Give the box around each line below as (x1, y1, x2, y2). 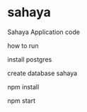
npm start (7, 96, 36, 105)
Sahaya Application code (7, 28, 80, 36)
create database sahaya (7, 69, 78, 77)
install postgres (7, 55, 52, 64)
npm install (7, 82, 40, 91)
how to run (7, 41, 39, 50)
